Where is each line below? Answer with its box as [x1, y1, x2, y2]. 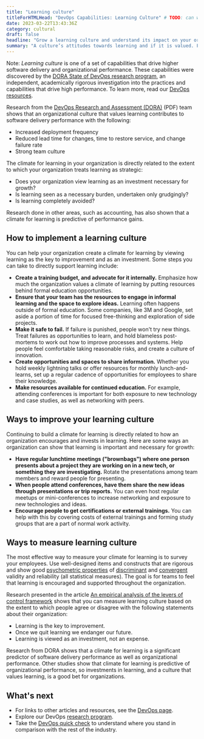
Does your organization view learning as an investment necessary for [15, 178, 189, 185]
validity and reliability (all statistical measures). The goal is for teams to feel [6, 573, 195, 580]
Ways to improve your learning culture [6, 414, 155, 425]
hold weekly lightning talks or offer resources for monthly [15, 364, 159, 372]
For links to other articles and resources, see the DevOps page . [15, 707, 174, 714]
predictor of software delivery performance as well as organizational [6, 653, 178, 661]
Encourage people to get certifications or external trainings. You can [15, 507, 192, 514]
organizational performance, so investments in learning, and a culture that [6, 667, 191, 674]
